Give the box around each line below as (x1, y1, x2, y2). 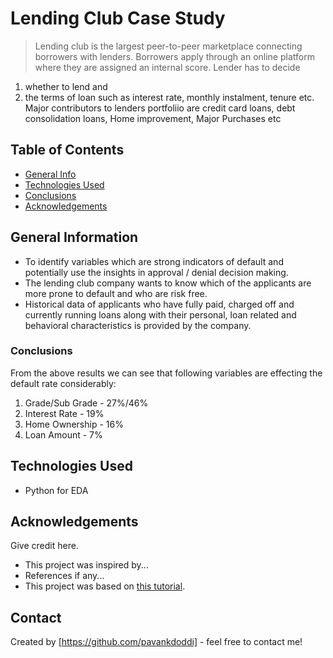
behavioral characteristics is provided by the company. (24, 319, 252, 331)
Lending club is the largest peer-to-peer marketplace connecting (34, 40, 303, 52)
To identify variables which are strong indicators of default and (24, 255, 284, 267)
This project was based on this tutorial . (24, 580, 186, 592)
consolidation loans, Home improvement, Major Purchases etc (24, 112, 282, 124)
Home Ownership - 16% (24, 418, 124, 430)
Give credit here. (10, 540, 79, 552)
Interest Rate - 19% (24, 407, 105, 419)
